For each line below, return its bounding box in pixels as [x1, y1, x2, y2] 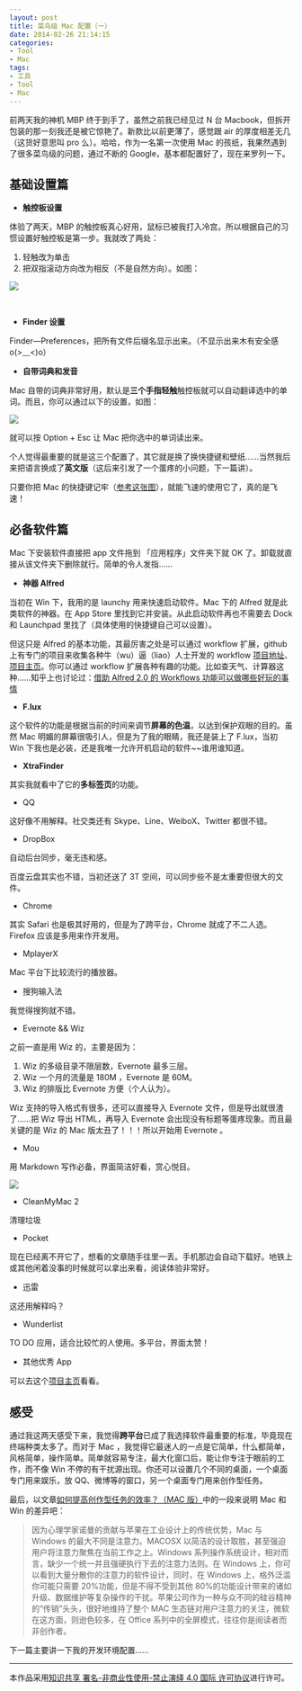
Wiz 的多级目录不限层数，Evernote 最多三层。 [22, 1060, 193, 1071]
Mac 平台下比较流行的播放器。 [9, 967, 123, 978]
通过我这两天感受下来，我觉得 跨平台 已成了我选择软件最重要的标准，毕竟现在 [9, 1429, 293, 1440]
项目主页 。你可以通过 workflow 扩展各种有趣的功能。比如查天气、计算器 [9, 661, 277, 672]
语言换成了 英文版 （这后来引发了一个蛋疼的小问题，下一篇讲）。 [24, 462, 258, 473]
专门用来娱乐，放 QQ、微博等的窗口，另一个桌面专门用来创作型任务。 [9, 1474, 268, 1485]
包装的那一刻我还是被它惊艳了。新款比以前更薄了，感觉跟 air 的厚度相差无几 [9, 125, 291, 136]
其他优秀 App [22, 1356, 72, 1367]
